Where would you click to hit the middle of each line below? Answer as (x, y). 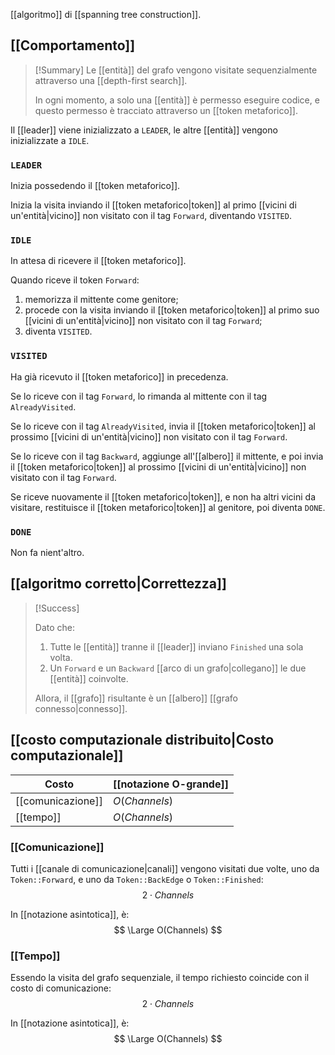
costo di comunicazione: (61, 988)
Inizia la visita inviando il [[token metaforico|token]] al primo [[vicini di (153, 205)
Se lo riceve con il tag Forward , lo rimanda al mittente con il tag (139, 396)
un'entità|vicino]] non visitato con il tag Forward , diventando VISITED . (151, 216)
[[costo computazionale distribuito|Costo (142, 740)
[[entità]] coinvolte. (89, 678)
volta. (61, 657)
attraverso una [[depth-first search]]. (111, 80)
